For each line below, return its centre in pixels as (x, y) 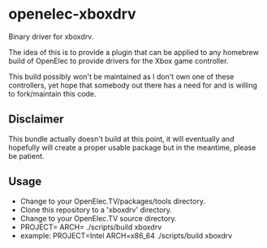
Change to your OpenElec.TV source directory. (98, 218)
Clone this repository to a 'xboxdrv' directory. (96, 210)
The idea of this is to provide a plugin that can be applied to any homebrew (134, 52)
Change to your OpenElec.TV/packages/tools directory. (112, 201)
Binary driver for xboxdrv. (51, 36)
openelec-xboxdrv (72, 14)
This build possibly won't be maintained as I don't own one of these (121, 76)
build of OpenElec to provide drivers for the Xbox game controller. (118, 61)
